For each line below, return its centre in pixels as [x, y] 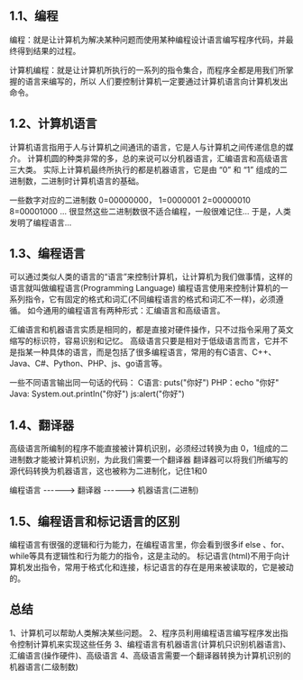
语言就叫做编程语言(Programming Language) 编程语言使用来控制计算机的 [145, 288]
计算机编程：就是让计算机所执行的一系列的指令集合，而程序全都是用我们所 [147, 69]
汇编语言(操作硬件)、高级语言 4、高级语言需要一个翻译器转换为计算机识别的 [150, 655]
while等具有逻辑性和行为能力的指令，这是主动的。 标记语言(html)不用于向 [146, 556]
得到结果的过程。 [49, 50]
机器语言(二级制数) [44, 666]
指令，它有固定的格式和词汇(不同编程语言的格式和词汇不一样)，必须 [151, 299]
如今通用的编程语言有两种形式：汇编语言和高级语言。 [126, 311]
